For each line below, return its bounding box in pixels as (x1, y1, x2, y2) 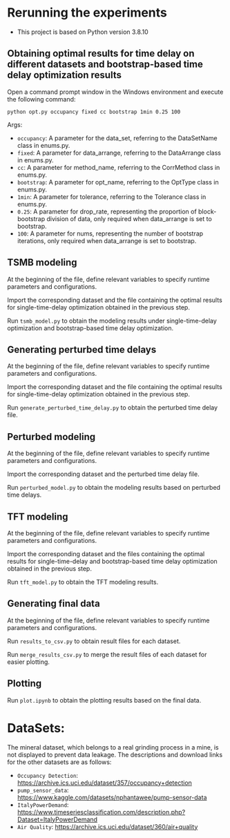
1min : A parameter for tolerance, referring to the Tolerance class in (17, 192, 207, 201)
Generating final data (7, 598, 100, 609)
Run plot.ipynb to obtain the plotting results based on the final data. (7, 696, 202, 704)
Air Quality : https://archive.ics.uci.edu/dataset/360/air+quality (17, 822, 198, 830)
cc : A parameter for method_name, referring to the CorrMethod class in (17, 163, 220, 171)
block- (198, 207, 217, 216)
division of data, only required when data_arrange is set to (46, 214, 212, 222)
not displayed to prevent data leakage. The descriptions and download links (7, 750, 223, 759)
